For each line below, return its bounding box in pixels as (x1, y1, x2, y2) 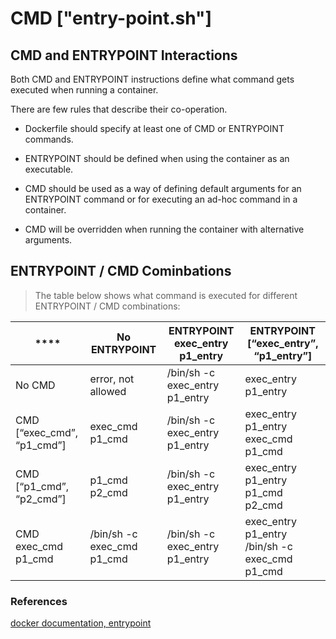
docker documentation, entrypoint (10, 617, 152, 629)
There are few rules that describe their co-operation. (10, 103, 228, 115)
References (10, 594, 68, 608)
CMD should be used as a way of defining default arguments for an (24, 183, 302, 194)
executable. (24, 163, 74, 175)
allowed (89, 384, 127, 398)
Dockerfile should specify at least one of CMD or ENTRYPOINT (24, 123, 285, 134)
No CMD (15, 378, 56, 392)
